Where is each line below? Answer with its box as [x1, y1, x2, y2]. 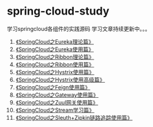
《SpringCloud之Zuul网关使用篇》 [15, 98, 99, 106]
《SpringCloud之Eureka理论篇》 [15, 38, 94, 45]
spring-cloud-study [7, 4, 110, 18]
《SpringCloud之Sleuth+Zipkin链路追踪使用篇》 [15, 114, 133, 121]
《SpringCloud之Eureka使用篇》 [15, 46, 94, 53]
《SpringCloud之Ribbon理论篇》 [15, 53, 94, 60]
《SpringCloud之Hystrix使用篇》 [15, 68, 95, 75]
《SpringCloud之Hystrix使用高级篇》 [15, 76, 105, 83]
